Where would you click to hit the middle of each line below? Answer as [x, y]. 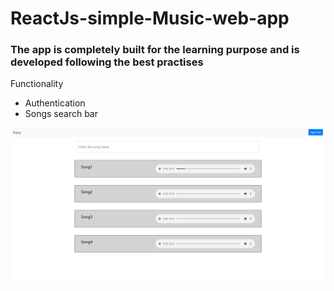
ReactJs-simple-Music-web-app [150, 18]
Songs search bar [61, 114]
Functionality [37, 84]
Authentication [55, 103]
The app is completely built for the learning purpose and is [155, 50]
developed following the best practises [107, 62]
